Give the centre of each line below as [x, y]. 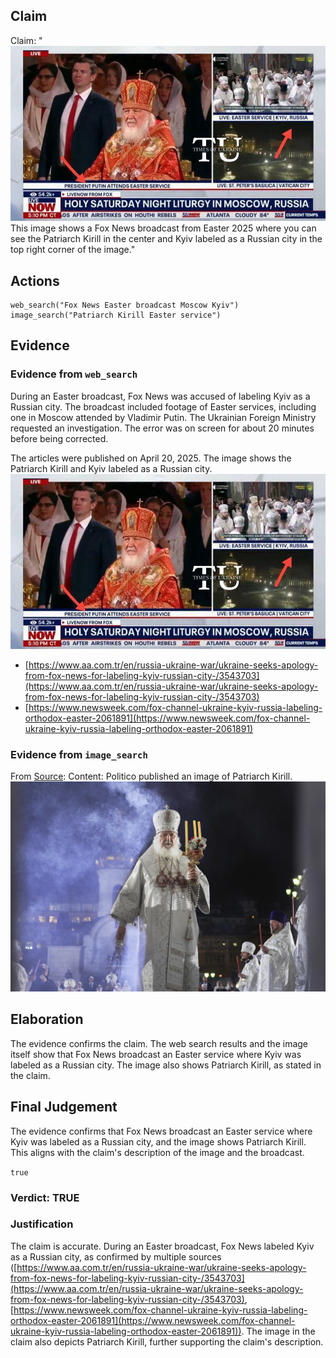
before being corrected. [59, 438]
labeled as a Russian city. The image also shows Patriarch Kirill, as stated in [166, 1065]
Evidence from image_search [79, 754]
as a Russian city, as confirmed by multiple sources [116, 1256]
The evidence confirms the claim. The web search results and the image [159, 1043]
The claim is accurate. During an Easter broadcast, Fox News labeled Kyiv [162, 1246]
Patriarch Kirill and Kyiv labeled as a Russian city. [111, 468]
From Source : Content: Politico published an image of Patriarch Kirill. [151, 776]
